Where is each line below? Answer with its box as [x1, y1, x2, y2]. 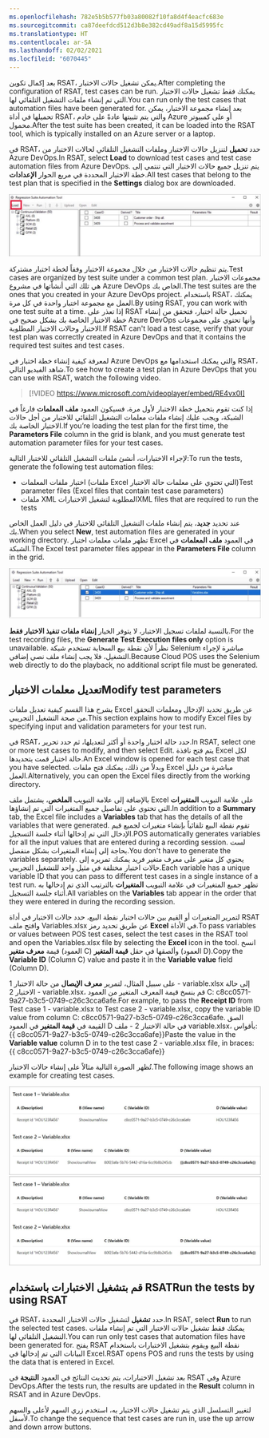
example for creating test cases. [9, 1071, 115, 1080]
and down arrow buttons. [9, 1422, 92, 1432]
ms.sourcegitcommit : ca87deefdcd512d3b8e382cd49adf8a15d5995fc [9, 21, 224, 30]
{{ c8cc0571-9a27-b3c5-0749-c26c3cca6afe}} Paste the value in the [9, 1029, 236, 1039]
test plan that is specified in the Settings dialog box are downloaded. [9, 178, 236, 188]
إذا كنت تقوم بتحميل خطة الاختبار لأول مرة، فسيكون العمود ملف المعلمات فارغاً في [9, 404, 254, 414]
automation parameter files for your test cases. [9, 438, 164, 447]
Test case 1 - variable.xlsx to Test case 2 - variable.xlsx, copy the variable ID [9, 1003, 261, 1014]
